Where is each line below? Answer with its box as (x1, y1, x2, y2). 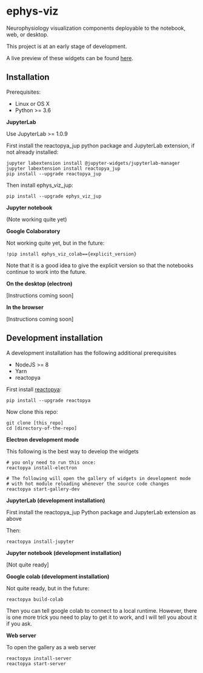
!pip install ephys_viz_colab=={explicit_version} (6, 251, 137, 257)
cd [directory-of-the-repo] (6, 425, 78, 431)
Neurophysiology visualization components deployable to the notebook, (6, 24, 186, 32)
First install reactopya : (6, 385, 62, 393)
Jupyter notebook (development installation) (6, 549, 122, 556)
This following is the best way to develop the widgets (6, 447, 139, 455)
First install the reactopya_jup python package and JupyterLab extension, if (6, 142, 195, 149)
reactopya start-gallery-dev (6, 486, 80, 492)
